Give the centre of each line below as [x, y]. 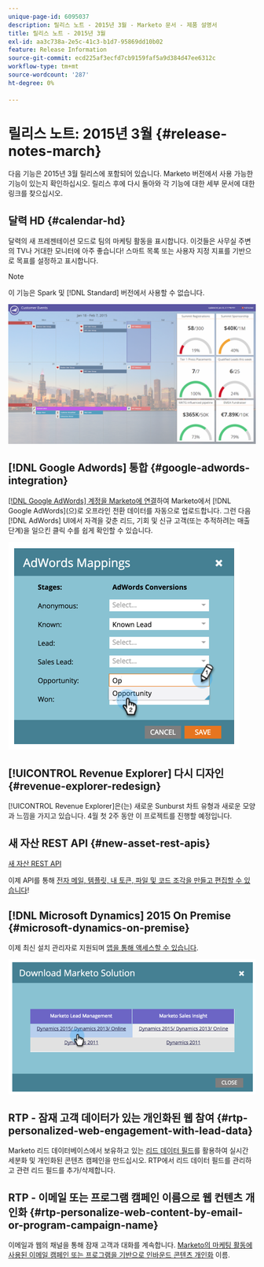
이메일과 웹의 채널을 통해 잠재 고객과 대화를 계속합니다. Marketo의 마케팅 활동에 [130, 1245]
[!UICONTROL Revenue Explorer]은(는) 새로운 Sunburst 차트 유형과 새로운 [125, 806]
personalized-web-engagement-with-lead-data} [130, 1131]
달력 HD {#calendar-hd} [67, 220]
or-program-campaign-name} [83, 1225]
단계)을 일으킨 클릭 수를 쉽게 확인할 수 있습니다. [81, 530]
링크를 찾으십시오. [36, 194]
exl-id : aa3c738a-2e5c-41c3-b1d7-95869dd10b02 [86, 42]
